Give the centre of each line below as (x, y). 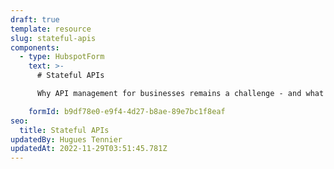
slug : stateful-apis (53, 38)
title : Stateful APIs (64, 130)
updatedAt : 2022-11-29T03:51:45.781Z (89, 149)
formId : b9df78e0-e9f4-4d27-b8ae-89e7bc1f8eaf (127, 111)
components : (35, 47)
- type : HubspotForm (62, 57)
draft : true (35, 19)
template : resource (51, 29)
